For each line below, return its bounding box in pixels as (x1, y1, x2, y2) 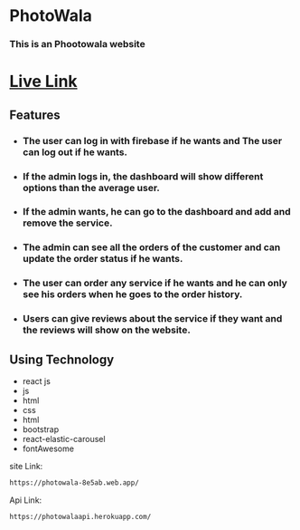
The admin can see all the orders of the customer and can (22, 241, 281, 254)
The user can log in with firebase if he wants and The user (22, 134, 283, 147)
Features (9, 107, 61, 122)
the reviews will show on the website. (22, 323, 192, 336)
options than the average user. (22, 181, 160, 194)
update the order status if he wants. (22, 253, 183, 265)
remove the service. (22, 217, 113, 229)
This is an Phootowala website (9, 38, 146, 51)
